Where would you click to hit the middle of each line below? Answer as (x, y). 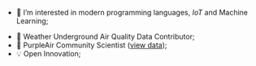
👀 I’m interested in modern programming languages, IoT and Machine (132, 12)
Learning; (32, 21)
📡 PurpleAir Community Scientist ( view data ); (92, 45)
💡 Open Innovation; (48, 54)
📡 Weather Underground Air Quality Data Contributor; (105, 37)
